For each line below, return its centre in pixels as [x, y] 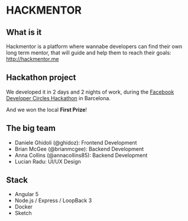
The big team [31, 128]
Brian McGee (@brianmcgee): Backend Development [79, 149]
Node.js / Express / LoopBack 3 [53, 201]
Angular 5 [27, 194]
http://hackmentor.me [33, 59]
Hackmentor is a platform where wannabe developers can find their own [94, 46]
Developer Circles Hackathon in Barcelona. [59, 98]
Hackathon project [41, 78]
